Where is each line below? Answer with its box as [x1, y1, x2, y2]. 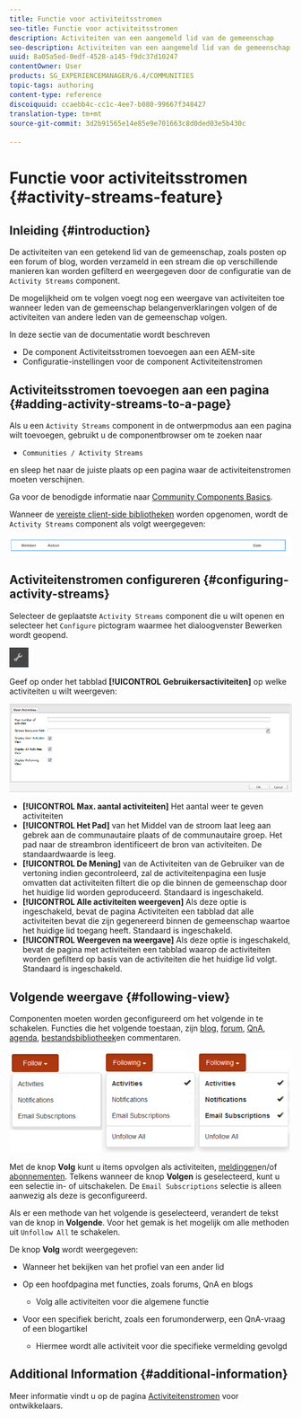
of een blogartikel [21, 1323, 88, 1334]
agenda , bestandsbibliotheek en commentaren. [9, 1032, 182, 1043]
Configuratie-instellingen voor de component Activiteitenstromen [21, 356, 262, 368]
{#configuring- [202, 572, 289, 588]
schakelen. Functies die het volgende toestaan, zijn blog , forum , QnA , [9, 1023, 266, 1033]
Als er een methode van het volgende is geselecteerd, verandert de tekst [9, 1207, 279, 1218]
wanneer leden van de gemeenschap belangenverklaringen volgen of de [9, 302, 278, 314]
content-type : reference [9, 90, 102, 99]
